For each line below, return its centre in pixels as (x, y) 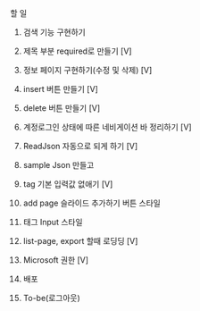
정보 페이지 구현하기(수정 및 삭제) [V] (87, 70)
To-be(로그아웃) (52, 298)
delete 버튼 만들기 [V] (62, 108)
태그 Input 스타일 (53, 222)
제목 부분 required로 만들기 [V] (77, 51)
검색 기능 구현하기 (54, 32)
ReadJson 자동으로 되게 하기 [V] (80, 146)
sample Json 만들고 (58, 165)
